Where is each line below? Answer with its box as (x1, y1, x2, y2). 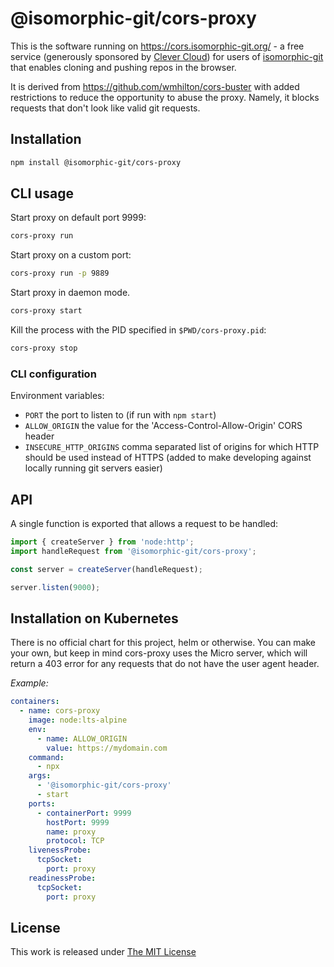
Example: (10, 677, 49, 689)
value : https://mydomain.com (46, 743, 168, 753)
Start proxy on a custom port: (10, 249, 132, 261)
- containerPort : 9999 (36, 808, 132, 818)
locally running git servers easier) (24, 462, 163, 474)
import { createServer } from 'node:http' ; (10, 537, 195, 547)
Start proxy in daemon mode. (10, 287, 131, 299)
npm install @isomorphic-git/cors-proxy (10, 157, 182, 167)
